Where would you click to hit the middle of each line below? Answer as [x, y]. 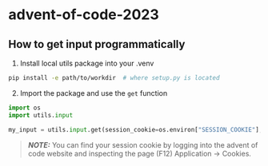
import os [25, 108]
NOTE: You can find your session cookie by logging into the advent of [143, 144]
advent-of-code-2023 [84, 15]
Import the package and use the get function [94, 93]
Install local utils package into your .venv [87, 63]
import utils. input [41, 115]
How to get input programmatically [97, 44]
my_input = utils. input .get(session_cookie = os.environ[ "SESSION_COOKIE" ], [136, 129]
